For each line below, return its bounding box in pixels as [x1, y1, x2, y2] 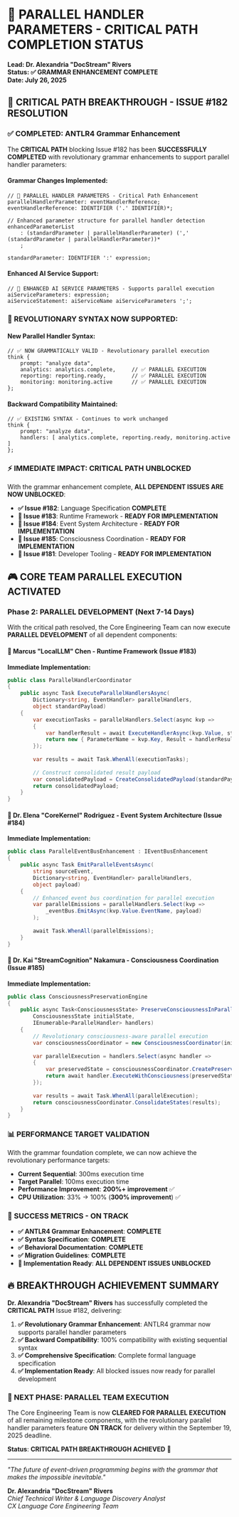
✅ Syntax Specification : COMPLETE [17, 1235, 127, 1243]
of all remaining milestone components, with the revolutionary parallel [7, 1416, 212, 1425]
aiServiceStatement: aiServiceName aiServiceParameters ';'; [7, 298, 193, 305]
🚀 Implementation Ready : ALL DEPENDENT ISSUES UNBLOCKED [17, 1259, 211, 1267]
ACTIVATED [7, 586, 62, 598]
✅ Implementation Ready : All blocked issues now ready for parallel [17, 1366, 216, 1375]
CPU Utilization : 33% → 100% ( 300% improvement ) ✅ [17, 1193, 181, 1201]
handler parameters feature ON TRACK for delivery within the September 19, [7, 1424, 232, 1432]
